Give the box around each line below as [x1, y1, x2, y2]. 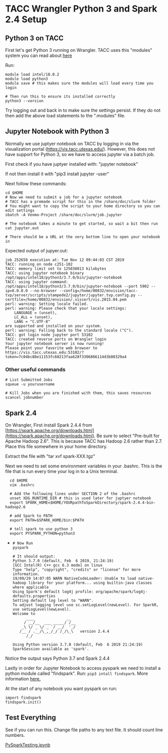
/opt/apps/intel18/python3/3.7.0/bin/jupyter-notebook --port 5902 [5, 284, 149, 289]
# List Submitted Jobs [5, 377, 53, 383]
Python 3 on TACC [5, 34, 64, 42]
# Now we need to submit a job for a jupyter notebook [5, 194, 122, 199]
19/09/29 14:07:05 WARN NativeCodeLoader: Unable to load [12, 576, 136, 581]
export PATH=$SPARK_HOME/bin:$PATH [10, 517, 84, 523]
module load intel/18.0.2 [5, 72, 59, 77]
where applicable [12, 585, 49, 590]
